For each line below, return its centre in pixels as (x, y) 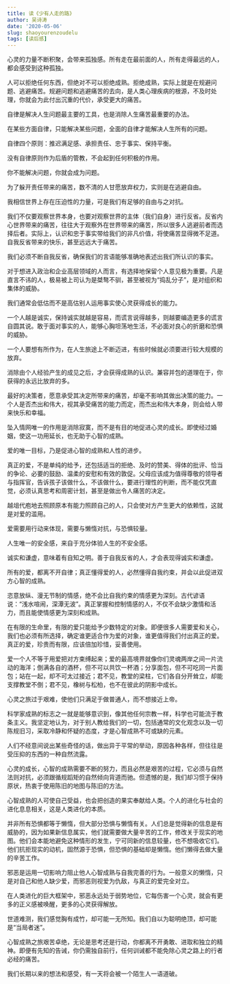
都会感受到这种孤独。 (37, 68)
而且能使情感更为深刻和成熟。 (61, 613)
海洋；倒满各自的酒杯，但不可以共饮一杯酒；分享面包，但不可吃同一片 (118, 668)
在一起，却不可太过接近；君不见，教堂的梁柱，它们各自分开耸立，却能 (124, 676)
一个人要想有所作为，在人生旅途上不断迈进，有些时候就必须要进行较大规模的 (115, 349)
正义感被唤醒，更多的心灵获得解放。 (70, 904)
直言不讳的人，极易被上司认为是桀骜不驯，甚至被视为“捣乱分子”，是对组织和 (115, 280)
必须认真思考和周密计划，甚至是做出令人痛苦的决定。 (94, 491)
